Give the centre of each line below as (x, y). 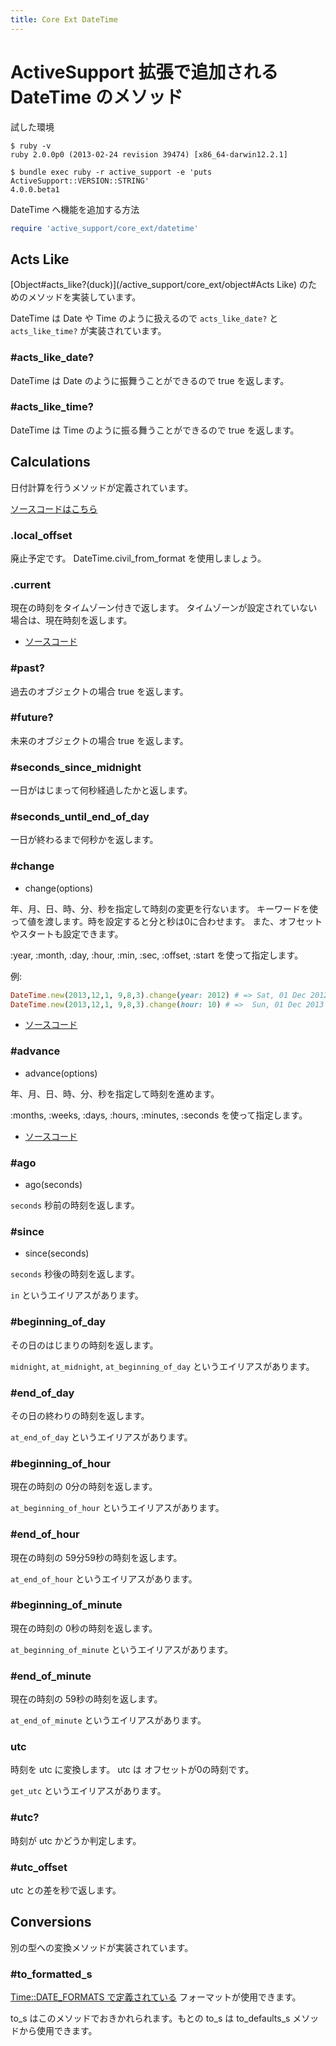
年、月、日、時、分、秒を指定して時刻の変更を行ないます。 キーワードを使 (164, 908)
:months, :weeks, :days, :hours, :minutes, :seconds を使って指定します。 (159, 1115)
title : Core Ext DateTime (64, 19)
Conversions (51, 1922)
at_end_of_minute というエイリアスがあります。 (108, 1720)
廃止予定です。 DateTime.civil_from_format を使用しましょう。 (138, 558)
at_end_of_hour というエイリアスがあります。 (104, 1578)
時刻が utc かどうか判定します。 (76, 1840)
